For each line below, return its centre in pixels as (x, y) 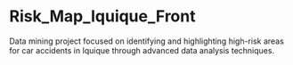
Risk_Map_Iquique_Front (102, 16)
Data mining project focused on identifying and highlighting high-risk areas (147, 41)
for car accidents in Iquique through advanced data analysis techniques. (142, 50)
